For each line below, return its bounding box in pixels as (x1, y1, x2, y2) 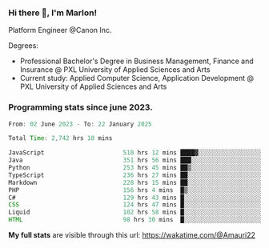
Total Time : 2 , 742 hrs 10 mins (8, 134, 113, 142)
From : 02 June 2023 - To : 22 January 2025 (8, 120, 152, 128)
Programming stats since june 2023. (8, 102, 154, 113)
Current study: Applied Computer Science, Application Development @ (19, 74, 255, 83)
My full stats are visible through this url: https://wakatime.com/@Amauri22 (8, 230, 256, 240)
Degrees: (8, 41, 38, 50)
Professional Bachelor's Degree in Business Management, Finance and (19, 56, 254, 66)
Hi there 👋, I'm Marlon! (8, 7, 98, 18)
